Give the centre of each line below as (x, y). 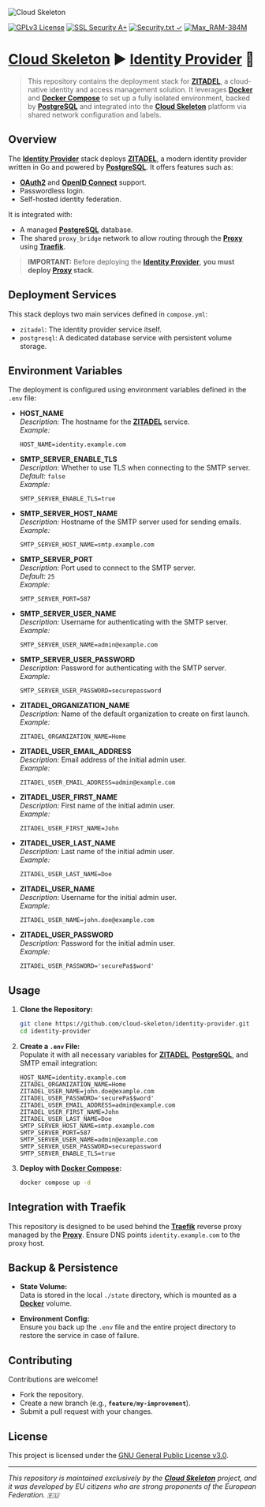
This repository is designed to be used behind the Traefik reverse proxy (125, 1226)
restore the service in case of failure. (79, 1336)
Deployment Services (62, 295)
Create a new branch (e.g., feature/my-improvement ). (105, 1403)
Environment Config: (54, 1319)
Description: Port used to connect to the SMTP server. (107, 568)
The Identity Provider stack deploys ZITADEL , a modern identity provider (127, 159)
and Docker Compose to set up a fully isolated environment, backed (139, 98)
